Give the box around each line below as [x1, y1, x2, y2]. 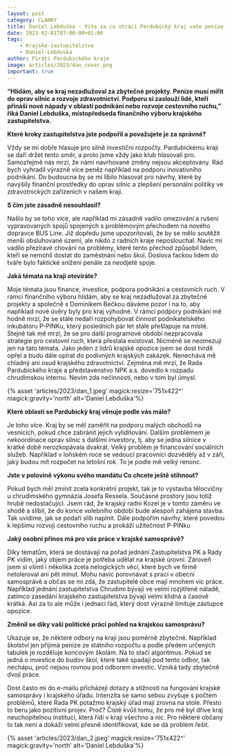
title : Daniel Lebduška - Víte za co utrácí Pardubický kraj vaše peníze [7, 23, 224, 30]
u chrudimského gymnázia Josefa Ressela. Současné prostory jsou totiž [7, 492, 213, 500]
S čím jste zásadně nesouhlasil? [7, 201, 101, 209]
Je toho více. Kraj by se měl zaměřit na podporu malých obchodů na [7, 421, 202, 429]
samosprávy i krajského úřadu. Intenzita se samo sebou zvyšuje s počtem [7, 691, 217, 699]
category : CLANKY [7, 17, 57, 24]
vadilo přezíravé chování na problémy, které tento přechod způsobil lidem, [7, 243, 218, 252]
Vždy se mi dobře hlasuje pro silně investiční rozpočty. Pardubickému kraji [7, 143, 219, 151]
